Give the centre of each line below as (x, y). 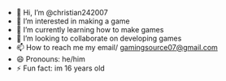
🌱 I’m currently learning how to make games (90, 30)
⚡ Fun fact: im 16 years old (61, 68)
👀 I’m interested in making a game (73, 21)
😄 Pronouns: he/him (50, 59)
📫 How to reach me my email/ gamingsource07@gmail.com (117, 47)
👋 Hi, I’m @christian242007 (62, 13)
